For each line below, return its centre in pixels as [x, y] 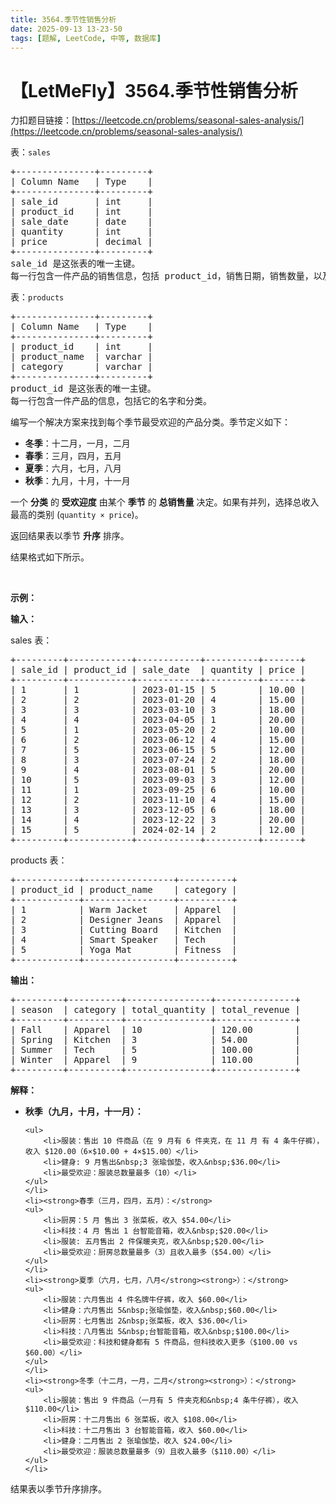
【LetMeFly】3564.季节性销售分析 [154, 90]
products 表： [39, 860]
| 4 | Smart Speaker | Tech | [124, 940]
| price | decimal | [81, 242]
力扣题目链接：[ [43, 120]
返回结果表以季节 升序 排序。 [70, 536]
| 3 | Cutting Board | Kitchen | [124, 930]
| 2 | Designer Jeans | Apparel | [124, 920]
